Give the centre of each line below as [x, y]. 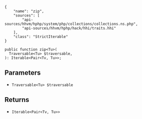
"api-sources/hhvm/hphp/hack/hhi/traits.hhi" [69, 28]
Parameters [23, 73]
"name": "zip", [29, 11]
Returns [17, 100]
